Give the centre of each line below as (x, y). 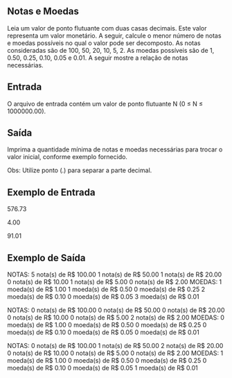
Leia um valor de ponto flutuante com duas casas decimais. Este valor (107, 28)
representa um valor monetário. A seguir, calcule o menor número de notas (114, 35)
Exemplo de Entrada (51, 192)
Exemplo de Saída (46, 257)
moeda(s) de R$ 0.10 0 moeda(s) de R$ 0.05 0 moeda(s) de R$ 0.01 (103, 332)
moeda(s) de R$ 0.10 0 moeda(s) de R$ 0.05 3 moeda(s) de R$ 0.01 (103, 297)
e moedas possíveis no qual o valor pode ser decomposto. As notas (104, 43)
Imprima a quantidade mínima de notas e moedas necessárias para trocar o (115, 149)
